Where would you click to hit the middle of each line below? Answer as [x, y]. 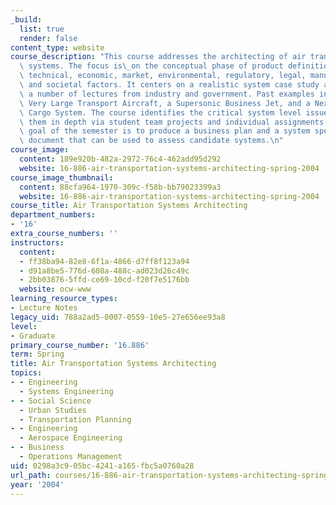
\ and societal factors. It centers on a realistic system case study [169, 85]
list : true [42, 29]
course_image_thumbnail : [62, 177]
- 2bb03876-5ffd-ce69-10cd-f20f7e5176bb [104, 280]
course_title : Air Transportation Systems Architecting [129, 206]
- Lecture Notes [44, 308]
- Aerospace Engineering [71, 438]
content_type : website [57, 47]
